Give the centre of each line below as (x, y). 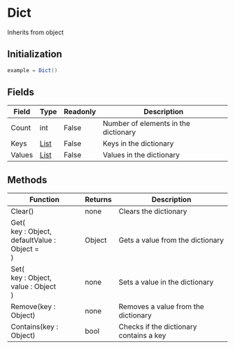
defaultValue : (33, 241)
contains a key (142, 336)
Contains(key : (35, 327)
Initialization (35, 54)
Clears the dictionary (153, 211)
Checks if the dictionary (158, 327)
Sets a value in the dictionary (166, 283)
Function (44, 199)
